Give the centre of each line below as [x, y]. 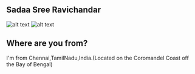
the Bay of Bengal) [29, 64]
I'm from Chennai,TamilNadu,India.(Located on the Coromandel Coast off [98, 58]
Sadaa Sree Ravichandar [54, 10]
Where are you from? [47, 44]
